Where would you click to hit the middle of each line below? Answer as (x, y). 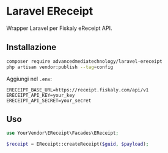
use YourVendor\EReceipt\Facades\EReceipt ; (63, 133)
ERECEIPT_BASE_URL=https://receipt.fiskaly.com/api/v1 (78, 90)
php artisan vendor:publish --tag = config (60, 67)
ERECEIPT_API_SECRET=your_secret (49, 101)
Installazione (31, 47)
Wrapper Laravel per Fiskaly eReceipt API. (59, 28)
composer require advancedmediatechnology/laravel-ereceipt (85, 61)
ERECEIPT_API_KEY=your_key (41, 95)
